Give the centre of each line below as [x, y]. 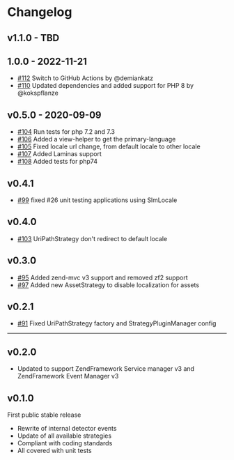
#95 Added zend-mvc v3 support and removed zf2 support [102, 277]
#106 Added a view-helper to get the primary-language [96, 139]
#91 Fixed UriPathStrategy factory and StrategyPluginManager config [117, 323]
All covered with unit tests [54, 451]
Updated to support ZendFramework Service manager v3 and [106, 369]
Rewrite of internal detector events [67, 429]
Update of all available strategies [64, 436]
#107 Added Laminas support [60, 154]
